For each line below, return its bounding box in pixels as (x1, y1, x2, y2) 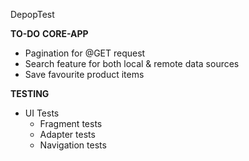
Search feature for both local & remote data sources (24, 58, 240, 69)
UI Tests (24, 107, 60, 119)
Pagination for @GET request (24, 47, 146, 59)
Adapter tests (39, 129, 96, 140)
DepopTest (10, 9, 55, 20)
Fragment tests (39, 118, 103, 129)
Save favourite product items (24, 69, 145, 80)
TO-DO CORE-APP (10, 28, 89, 39)
